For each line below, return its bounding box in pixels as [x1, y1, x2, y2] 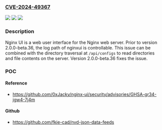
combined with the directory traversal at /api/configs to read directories [5, 50, 155, 56]
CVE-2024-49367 [5, 3, 51, 10]
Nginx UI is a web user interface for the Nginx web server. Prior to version [5, 39, 157, 45]
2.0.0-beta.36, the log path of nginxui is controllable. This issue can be [5, 44, 151, 50]
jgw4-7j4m [12, 96, 35, 102]
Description [5, 28, 34, 35]
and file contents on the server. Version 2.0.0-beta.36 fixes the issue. [5, 55, 148, 61]
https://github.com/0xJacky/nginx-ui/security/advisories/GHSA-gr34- [12, 91, 156, 97]
